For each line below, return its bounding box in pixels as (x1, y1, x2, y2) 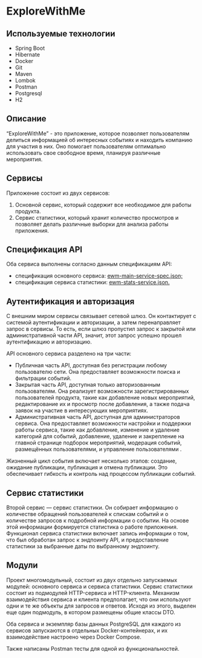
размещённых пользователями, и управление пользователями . (15, 446, 182, 453)
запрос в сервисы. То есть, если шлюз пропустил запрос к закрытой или (6, 325, 196, 333)
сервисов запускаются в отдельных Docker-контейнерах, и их (6, 626, 168, 634)
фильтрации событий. (15, 375, 71, 382)
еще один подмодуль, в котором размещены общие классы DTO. (6, 608, 175, 616)
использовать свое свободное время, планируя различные (6, 149, 161, 156)
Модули (6, 560, 38, 571)
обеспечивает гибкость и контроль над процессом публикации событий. (6, 470, 197, 478)
